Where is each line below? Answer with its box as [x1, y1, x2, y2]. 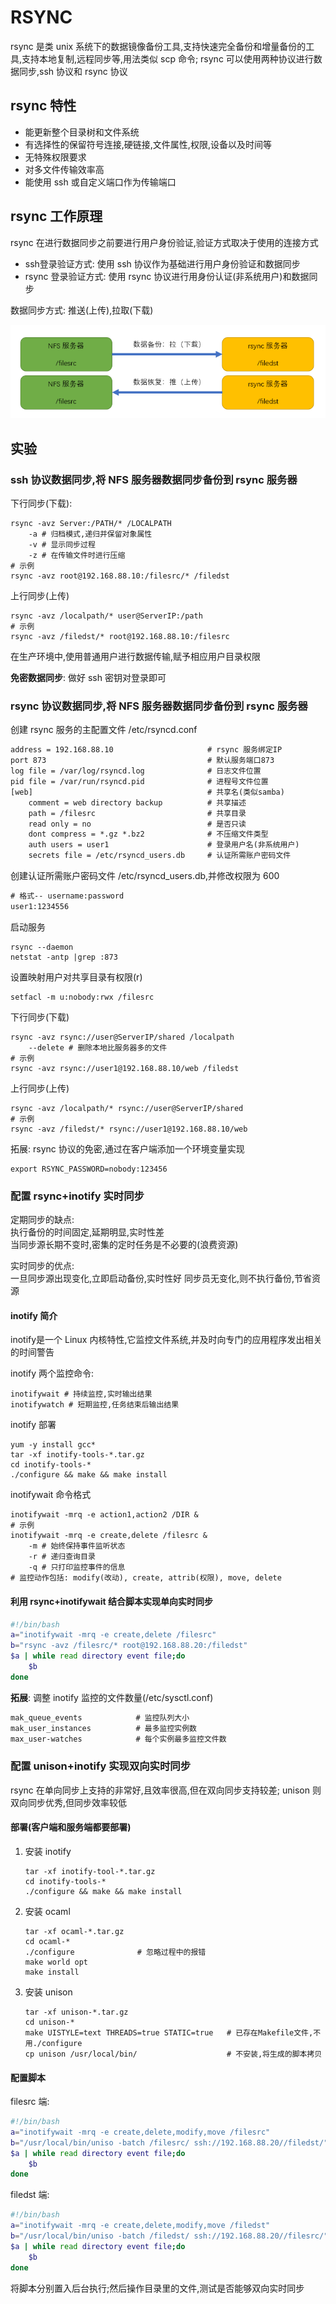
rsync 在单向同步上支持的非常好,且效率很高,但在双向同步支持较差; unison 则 [10, 1784, 322, 1796]
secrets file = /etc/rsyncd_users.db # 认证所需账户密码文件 [28, 851, 292, 861]
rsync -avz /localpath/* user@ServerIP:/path [10, 611, 203, 621]
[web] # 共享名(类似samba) [10, 787, 285, 797]
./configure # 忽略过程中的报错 [24, 1947, 207, 1957]
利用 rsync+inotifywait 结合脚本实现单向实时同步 [10, 1595, 213, 1607]
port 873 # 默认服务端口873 [10, 756, 275, 766]
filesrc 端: [10, 2096, 50, 2108]
